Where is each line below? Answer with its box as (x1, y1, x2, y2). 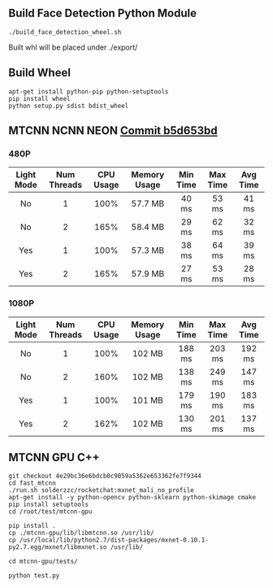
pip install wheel (8, 94, 71, 102)
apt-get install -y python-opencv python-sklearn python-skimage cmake (8, 494, 256, 502)
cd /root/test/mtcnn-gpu (8, 507, 93, 516)
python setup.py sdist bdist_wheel (8, 102, 129, 110)
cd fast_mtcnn (8, 479, 57, 487)
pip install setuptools (8, 500, 89, 509)
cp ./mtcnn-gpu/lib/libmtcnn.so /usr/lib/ (8, 529, 154, 538)
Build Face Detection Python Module (8, 7, 197, 20)
